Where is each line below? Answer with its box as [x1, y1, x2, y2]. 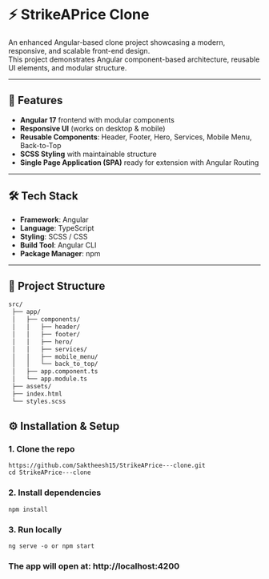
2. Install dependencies [8, 487, 102, 498]
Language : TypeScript [19, 223, 94, 232]
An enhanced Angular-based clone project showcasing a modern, [8, 37, 226, 47]
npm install [8, 505, 48, 513]
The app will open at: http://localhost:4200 [8, 561, 180, 572]
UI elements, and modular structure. [8, 62, 127, 72]
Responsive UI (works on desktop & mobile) [19, 123, 166, 133]
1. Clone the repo [8, 443, 75, 454]
